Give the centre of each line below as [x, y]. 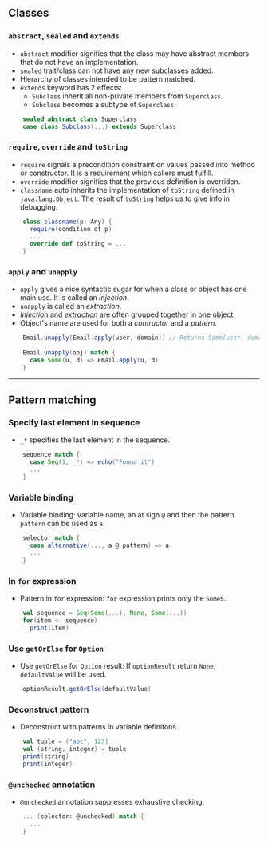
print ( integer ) [48, 764]
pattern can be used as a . [62, 524]
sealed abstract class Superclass [80, 119]
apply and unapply [43, 272]
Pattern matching [53, 400]
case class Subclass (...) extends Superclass [100, 126]
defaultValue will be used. [63, 674]
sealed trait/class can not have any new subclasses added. [116, 70]
